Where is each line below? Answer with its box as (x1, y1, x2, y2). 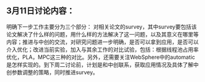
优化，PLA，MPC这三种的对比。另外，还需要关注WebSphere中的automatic (6, 53, 195, 61)
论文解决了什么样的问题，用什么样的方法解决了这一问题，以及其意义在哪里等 (6, 30, 199, 38)
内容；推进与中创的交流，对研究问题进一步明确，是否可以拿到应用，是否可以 (6, 38, 199, 46)
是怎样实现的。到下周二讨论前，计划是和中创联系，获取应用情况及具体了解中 (6, 61, 199, 68)
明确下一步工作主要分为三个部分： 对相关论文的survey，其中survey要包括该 (6, 23, 197, 30)
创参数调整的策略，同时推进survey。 (6, 69, 99, 76)
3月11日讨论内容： (6, 5, 75, 16)
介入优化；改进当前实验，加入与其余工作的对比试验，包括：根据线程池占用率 (6, 46, 199, 53)
